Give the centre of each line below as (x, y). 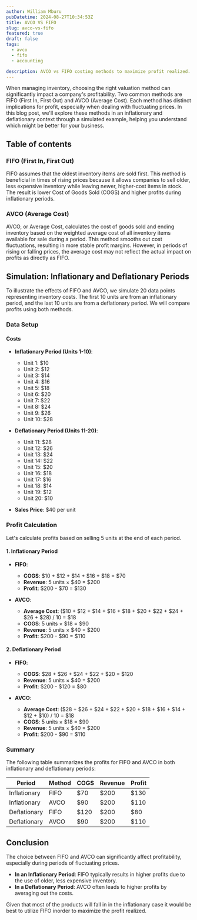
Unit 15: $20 (38, 467)
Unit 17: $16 (37, 479)
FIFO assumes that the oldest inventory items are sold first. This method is (96, 174)
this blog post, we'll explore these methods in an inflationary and (84, 113)
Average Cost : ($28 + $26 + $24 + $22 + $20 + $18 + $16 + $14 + (104, 709)
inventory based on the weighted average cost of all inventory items (89, 233)
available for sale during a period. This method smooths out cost (84, 239)
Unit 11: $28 (37, 442)
